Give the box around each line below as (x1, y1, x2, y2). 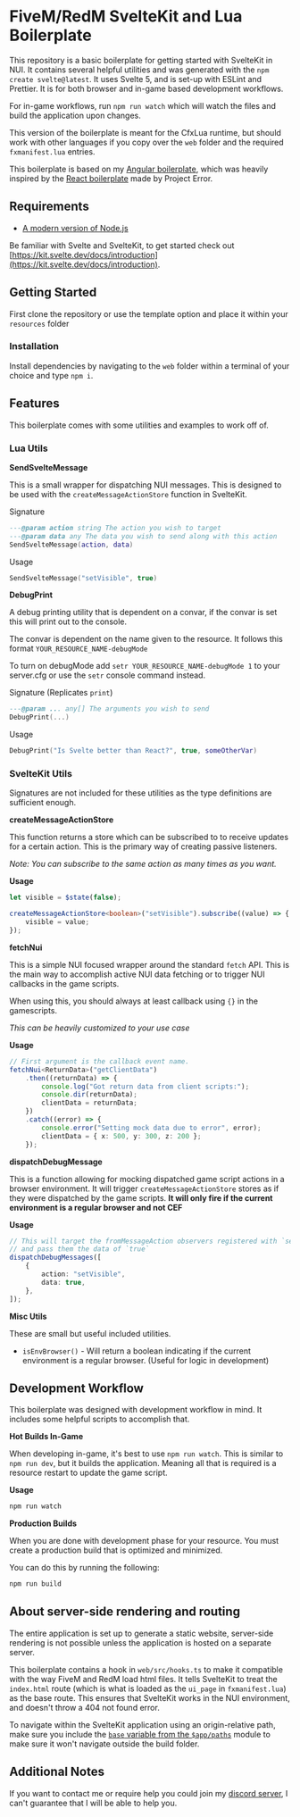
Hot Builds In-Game (9, 1431, 83, 1442)
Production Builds (9, 1518, 78, 1529)
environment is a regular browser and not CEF (9, 1202, 183, 1213)
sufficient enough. (9, 797, 77, 808)
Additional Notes (9, 1764, 105, 1779)
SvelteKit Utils (9, 768, 73, 780)
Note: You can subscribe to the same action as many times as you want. (9, 859, 277, 870)
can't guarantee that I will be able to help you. (9, 1797, 178, 1808)
